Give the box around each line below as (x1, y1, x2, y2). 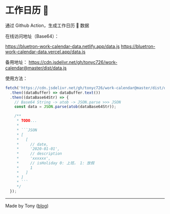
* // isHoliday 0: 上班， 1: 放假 (16, 161, 95, 166)
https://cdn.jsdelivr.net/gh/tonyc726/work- (28, 59, 118, 65)
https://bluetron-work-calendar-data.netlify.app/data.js (5, 43, 120, 49)
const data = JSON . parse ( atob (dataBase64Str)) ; (14, 104, 116, 110)
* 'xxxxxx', (16, 156, 51, 161)
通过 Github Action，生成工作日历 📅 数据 (5, 22, 90, 28)
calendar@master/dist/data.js (5, 64, 67, 71)
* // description (16, 151, 62, 156)
